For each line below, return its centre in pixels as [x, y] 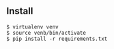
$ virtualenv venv [32, 27]
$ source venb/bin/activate [46, 33]
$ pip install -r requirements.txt [57, 39]
